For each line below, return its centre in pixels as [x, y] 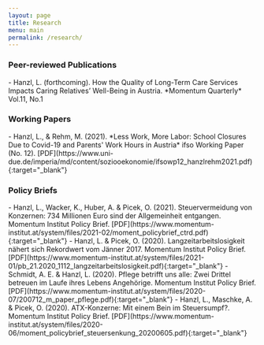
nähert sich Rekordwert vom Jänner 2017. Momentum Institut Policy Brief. [127, 250]
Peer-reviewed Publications [62, 65]
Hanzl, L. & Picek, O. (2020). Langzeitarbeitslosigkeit [160, 241]
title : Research [35, 23]
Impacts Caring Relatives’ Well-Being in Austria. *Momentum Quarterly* [125, 91]
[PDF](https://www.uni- [76, 153]
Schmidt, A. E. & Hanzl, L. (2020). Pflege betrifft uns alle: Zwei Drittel [119, 275]
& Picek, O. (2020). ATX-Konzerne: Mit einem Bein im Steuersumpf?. [119, 308]
